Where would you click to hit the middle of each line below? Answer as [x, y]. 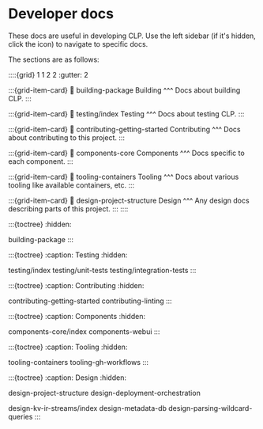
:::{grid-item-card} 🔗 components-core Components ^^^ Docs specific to [126, 153]
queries [21, 416]
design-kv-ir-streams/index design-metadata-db [88, 408]
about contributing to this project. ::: [66, 137]
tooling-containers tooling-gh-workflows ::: [78, 362]
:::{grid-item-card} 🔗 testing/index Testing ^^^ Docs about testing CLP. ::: [126, 114]
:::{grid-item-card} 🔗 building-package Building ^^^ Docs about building [124, 90]
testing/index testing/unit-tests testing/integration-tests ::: [102, 270]
